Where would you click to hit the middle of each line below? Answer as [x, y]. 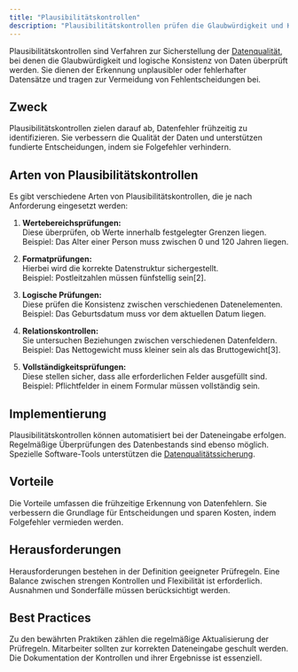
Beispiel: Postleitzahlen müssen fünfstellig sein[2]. [114, 278]
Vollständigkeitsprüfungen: [74, 367]
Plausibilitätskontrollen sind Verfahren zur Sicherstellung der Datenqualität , [146, 51]
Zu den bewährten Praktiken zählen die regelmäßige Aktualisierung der [139, 639]
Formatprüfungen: [57, 259]
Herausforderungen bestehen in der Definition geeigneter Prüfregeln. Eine [145, 571]
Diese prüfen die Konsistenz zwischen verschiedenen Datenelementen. [152, 305]
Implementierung [58, 414]
